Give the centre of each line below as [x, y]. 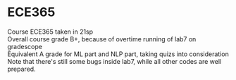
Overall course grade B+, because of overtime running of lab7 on [102, 39]
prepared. [22, 69]
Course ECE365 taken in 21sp [50, 32]
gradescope [25, 46]
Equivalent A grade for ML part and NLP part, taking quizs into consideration [118, 54]
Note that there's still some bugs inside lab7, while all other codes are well [114, 61]
